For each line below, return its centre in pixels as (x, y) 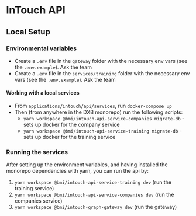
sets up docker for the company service (71, 125)
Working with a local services (43, 93)
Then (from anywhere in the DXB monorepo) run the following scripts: (99, 112)
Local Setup (28, 32)
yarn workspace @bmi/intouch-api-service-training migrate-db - (103, 131)
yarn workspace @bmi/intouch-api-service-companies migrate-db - (104, 119)
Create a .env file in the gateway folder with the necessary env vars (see (101, 61)
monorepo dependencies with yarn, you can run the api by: (78, 171)
